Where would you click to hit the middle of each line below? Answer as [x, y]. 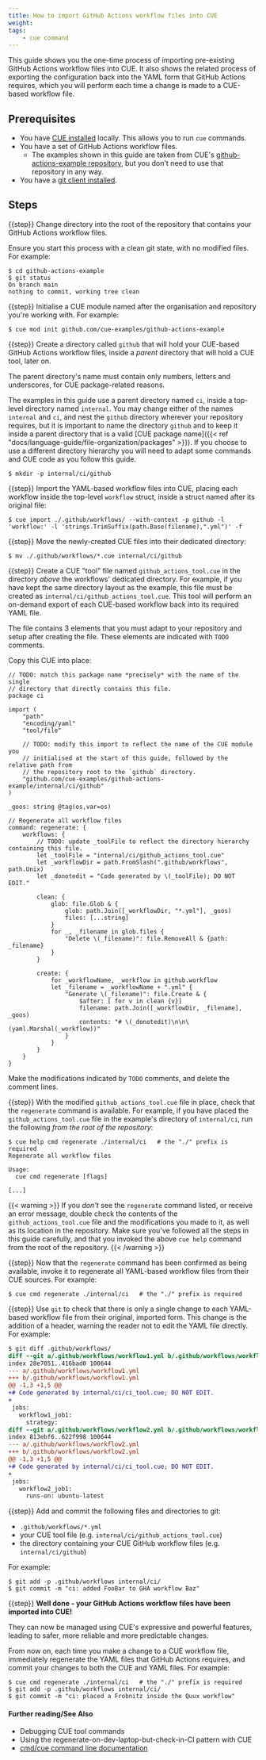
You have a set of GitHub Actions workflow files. [99, 147]
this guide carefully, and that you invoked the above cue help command [125, 1239]
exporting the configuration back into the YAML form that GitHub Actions [127, 77]
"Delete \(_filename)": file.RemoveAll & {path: [146, 938]
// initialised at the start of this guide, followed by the [125, 758]
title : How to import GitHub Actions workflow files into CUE [113, 15]
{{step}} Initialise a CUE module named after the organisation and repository [133, 306]
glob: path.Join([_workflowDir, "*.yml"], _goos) [148, 911]
